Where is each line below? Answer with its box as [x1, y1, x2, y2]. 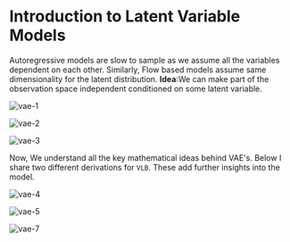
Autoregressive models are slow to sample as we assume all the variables [9, 54, 280, 65]
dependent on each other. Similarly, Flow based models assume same [9, 64, 267, 75]
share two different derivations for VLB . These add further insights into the [9, 162, 281, 172]
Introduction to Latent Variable [9, 6, 241, 27]
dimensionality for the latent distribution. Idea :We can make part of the [9, 73, 269, 84]
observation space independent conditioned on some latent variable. [9, 83, 263, 94]
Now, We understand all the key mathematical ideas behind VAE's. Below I [9, 152, 282, 163]
